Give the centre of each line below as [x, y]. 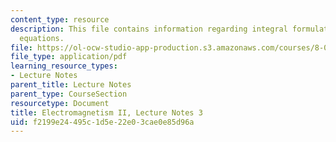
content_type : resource [60, 19]
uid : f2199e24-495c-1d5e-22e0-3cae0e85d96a [102, 122]
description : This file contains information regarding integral [149, 29]
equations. [42, 38]
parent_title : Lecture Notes [71, 85]
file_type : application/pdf [69, 57]
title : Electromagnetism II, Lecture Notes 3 [106, 112]
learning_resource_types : [64, 66]
